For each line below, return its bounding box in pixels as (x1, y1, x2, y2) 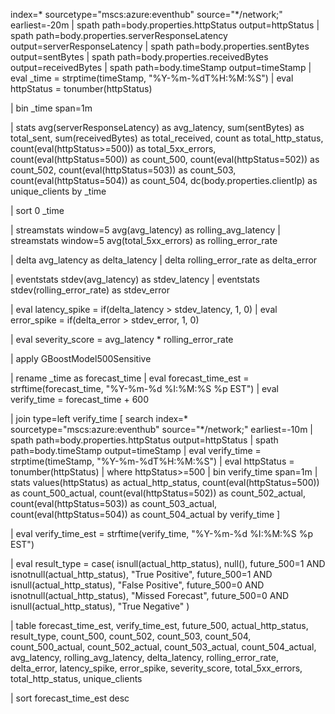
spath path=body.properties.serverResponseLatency (10, 30, 228, 41)
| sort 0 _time (10, 205, 65, 216)
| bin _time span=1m (10, 102, 93, 114)
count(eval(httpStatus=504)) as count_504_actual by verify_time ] (10, 509, 281, 520)
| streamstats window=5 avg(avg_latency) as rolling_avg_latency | (10, 224, 281, 236)
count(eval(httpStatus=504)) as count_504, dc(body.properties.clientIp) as (10, 175, 318, 186)
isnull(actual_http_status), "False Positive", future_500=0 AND (10, 579, 265, 591)
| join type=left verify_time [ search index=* (10, 413, 189, 424)
